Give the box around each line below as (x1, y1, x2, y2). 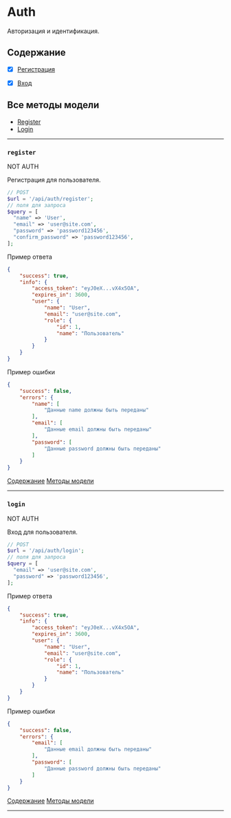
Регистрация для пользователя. (7, 175, 101, 184)
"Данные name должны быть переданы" (43, 407, 149, 413)
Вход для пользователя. (7, 528, 78, 536)
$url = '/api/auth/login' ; (7, 548, 85, 555)
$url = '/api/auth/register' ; (7, 195, 94, 202)
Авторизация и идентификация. (7, 27, 100, 35)
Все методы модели (7, 99, 100, 111)
